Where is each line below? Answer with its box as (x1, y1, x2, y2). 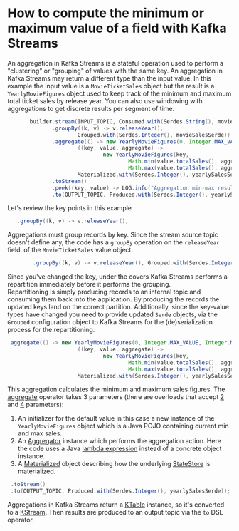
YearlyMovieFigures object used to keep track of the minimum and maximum (7, 89, 232, 98)
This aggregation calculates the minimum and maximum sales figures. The (7, 385, 225, 393)
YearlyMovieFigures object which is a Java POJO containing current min (17, 422, 229, 431)
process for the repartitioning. (7, 326, 95, 334)
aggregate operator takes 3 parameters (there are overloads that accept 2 (7, 393, 225, 401)
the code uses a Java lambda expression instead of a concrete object (17, 444, 222, 453)
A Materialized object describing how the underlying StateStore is (17, 460, 211, 468)
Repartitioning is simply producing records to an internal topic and (7, 287, 201, 297)
